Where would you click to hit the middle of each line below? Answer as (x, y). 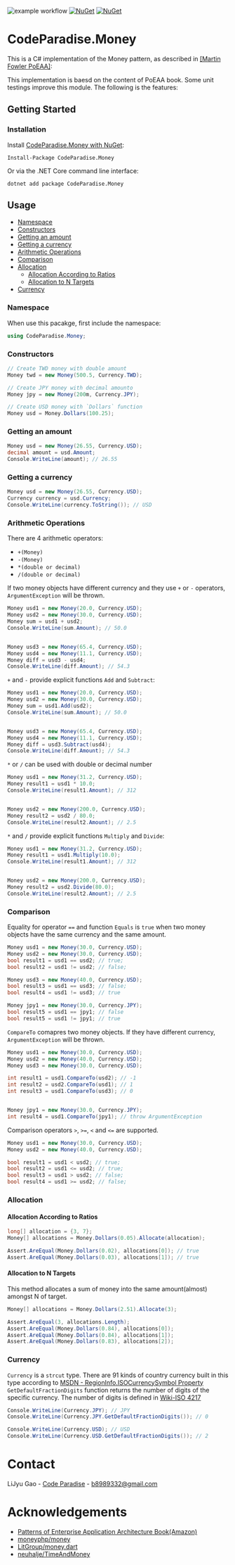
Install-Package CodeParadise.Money (61, 158)
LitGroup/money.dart (48, 1546)
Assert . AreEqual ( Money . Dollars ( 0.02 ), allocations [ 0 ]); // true (103, 1250)
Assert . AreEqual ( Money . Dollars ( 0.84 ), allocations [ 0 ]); (90, 1329)
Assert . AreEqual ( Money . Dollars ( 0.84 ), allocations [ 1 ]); (90, 1335)
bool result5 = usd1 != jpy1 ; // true (64, 1018)
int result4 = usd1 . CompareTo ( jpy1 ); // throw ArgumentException (105, 1116)
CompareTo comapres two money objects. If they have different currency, (112, 1032)
